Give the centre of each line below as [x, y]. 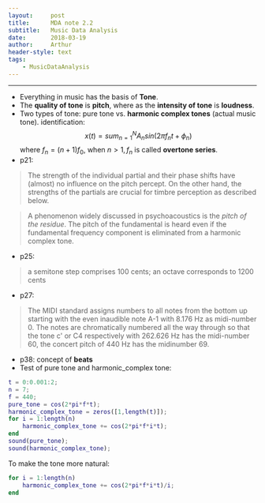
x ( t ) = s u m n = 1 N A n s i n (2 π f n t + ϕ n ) [138, 136]
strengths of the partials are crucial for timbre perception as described [142, 192]
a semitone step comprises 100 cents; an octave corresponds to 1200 [140, 272]
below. [38, 201]
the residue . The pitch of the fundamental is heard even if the [127, 224]
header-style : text [40, 52]
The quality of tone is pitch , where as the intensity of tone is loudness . [137, 105]
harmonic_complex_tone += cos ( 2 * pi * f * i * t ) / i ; [99, 485]
